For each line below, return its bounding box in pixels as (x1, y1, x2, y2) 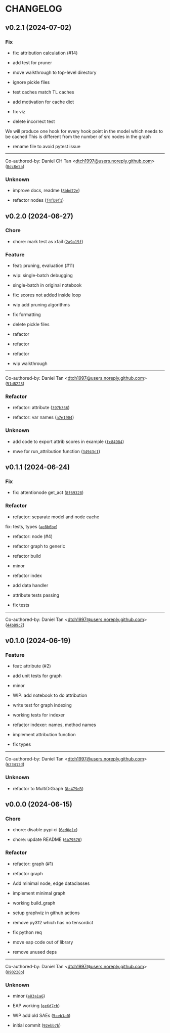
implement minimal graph (12, 890, 66, 896)
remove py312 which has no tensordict (12, 919, 94, 925)
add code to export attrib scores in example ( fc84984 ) (12, 438, 124, 444)
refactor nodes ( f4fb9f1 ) (12, 197, 64, 203)
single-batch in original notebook (12, 282, 82, 288)
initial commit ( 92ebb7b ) (12, 1022, 61, 1028)
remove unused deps (12, 949, 57, 955)
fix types (12, 741, 31, 747)
